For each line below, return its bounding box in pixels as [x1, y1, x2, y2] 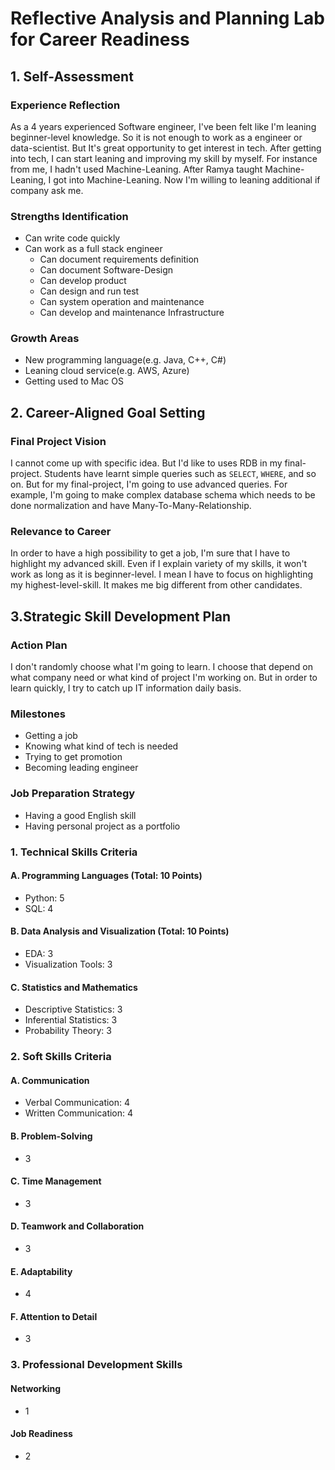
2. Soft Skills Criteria [10, 1050, 112, 1064]
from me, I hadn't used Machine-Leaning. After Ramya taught [10, 163, 263, 175]
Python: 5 [24, 892, 65, 904]
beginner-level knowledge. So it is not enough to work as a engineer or [10, 131, 303, 143]
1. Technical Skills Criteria [10, 845, 138, 859]
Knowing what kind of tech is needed [24, 740, 179, 752]
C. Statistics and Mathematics [10, 981, 138, 993]
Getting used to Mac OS [24, 375, 124, 387]
